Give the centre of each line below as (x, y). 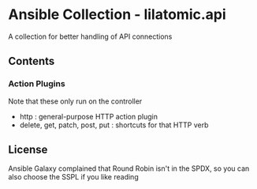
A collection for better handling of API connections (90, 36)
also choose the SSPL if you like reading (74, 177)
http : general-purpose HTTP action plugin (88, 116)
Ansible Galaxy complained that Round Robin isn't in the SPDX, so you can (129, 168)
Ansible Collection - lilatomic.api (117, 15)
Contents (32, 61)
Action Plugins (37, 84)
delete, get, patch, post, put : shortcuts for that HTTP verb (114, 125)
